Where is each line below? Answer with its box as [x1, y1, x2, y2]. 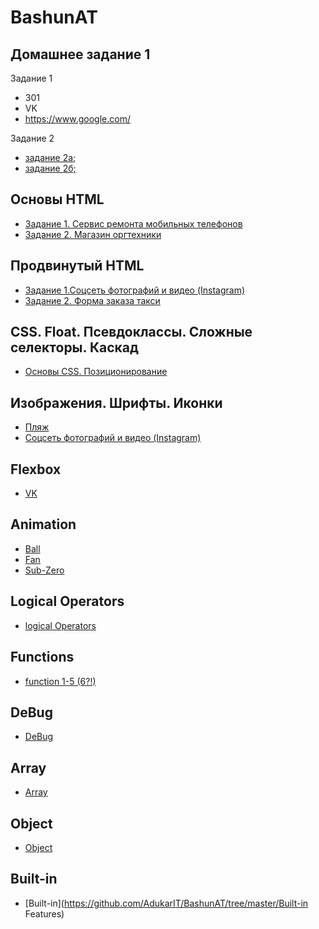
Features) [24, 907, 65, 920]
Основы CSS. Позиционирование [24, 366, 168, 378]
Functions [10, 649, 75, 666]
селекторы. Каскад [10, 339, 139, 356]
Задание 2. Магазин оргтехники [24, 228, 162, 240]
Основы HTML [10, 191, 105, 208]
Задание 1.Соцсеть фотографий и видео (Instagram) [24, 284, 246, 296]
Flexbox [10, 461, 62, 478]
